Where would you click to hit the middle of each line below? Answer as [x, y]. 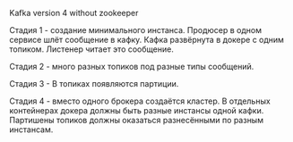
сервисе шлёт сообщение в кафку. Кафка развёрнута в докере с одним [147, 40]
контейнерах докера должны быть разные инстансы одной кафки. [137, 110]
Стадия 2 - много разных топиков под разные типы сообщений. [132, 67]
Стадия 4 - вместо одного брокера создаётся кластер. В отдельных [140, 101]
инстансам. [31, 129]
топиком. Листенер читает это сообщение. [92, 49]
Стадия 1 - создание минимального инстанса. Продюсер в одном [136, 30]
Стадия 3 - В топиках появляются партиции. [94, 84]
